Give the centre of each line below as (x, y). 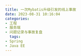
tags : (15, 37)
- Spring (14, 41)
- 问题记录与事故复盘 (24, 32)
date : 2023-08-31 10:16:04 (33, 14)
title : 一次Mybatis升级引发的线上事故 (41, 9)
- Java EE (15, 46)
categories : (17, 19)
